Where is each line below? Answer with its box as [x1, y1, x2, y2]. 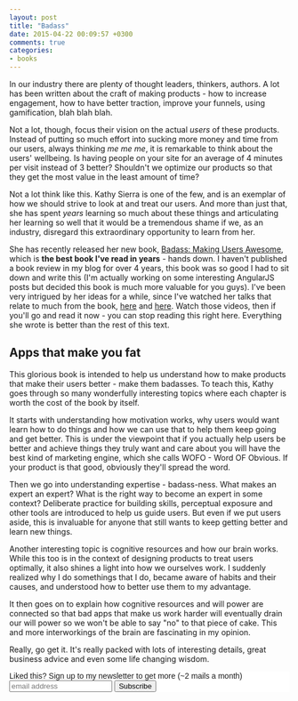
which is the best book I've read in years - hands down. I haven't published [9, 254, 287, 263]
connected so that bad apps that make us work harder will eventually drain [9, 608, 283, 618]
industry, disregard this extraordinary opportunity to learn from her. [9, 227, 255, 237]
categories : [9, 46, 53, 55]
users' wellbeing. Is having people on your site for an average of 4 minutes [9, 153, 283, 163]
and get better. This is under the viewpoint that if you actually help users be [9, 433, 286, 444]
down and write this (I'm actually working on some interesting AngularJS [9, 272, 275, 283]
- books [9, 54, 38, 63]
